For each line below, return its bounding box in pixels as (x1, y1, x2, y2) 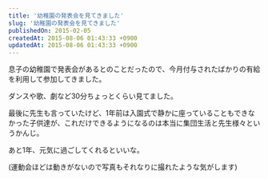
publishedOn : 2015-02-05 (8, 26, 91, 34)
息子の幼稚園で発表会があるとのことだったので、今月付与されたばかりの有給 (8, 65, 261, 74)
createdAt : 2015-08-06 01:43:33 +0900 (8, 34, 138, 42)
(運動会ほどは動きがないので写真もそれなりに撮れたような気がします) (8, 162, 238, 172)
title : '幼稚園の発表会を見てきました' (8, 11, 124, 20)
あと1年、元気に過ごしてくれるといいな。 (8, 145, 144, 155)
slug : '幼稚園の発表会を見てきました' (8, 19, 121, 27)
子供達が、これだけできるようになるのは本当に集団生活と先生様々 (29, 118, 246, 128)
